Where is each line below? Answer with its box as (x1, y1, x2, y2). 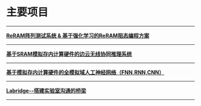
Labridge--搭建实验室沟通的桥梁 (6, 87, 87, 94)
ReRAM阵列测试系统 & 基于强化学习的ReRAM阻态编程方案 (6, 32, 150, 39)
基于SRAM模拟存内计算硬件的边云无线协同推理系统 (6, 50, 132, 57)
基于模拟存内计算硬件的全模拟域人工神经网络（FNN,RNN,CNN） (6, 68, 165, 75)
